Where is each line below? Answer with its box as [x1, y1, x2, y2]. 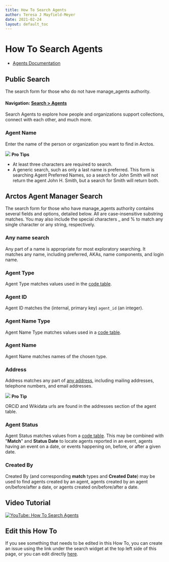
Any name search [5, 234, 49, 241]
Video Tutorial [5, 499, 51, 507]
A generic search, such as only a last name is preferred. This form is [12, 166, 155, 172]
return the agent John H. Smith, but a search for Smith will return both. [12, 177, 159, 183]
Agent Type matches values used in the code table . [5, 280, 112, 287]
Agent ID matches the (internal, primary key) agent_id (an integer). [5, 305, 144, 311]
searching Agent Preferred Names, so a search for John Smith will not [12, 172, 158, 178]
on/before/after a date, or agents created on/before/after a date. [5, 484, 139, 490]
